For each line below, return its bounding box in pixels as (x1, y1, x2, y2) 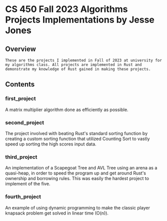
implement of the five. (5, 181, 50, 187)
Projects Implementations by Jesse (5, 14, 155, 25)
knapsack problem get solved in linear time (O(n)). (5, 210, 109, 216)
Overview (5, 44, 36, 53)
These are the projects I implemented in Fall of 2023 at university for (5, 58, 162, 63)
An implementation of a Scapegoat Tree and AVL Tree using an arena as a (5, 165, 157, 171)
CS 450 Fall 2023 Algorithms (5, 3, 128, 15)
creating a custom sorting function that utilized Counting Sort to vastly (5, 135, 150, 141)
